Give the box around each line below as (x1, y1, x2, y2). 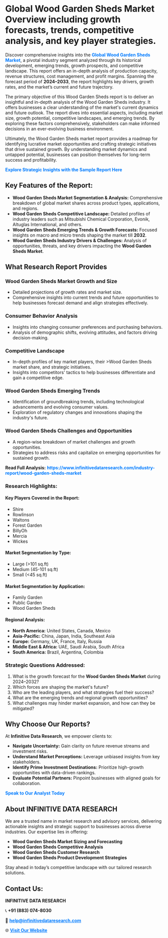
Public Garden (12, 600, 42, 606)
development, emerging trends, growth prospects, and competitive (5, 62, 143, 68)
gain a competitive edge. (12, 375, 64, 381)
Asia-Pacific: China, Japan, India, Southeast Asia (12, 633, 115, 639)
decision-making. (12, 334, 49, 340)
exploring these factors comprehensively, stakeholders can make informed (5, 120, 160, 126)
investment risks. (12, 748, 48, 754)
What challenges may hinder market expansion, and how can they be (12, 700, 155, 706)
